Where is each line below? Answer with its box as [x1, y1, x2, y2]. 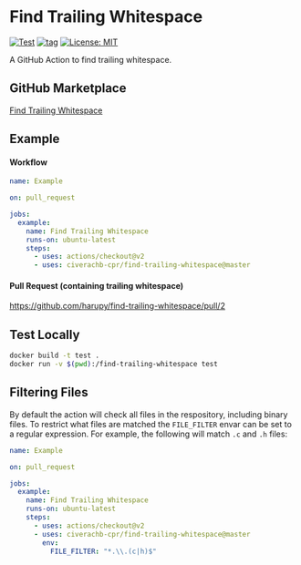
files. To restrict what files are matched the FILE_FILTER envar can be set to [9, 418, 292, 429]
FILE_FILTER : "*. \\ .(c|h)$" [49, 547, 157, 556]
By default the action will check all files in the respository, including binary [9, 408, 288, 420]
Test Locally [9, 326, 80, 343]
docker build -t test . [9, 351, 100, 361]
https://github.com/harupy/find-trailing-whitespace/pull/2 [9, 301, 226, 312]
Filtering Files [9, 385, 88, 400]
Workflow [9, 157, 48, 168]
